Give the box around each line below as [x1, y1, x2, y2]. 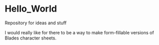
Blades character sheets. [5, 35, 57, 41]
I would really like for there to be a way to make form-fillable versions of [5, 29, 154, 35]
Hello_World [5, 3, 58, 15]
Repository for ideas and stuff [5, 20, 67, 26]
